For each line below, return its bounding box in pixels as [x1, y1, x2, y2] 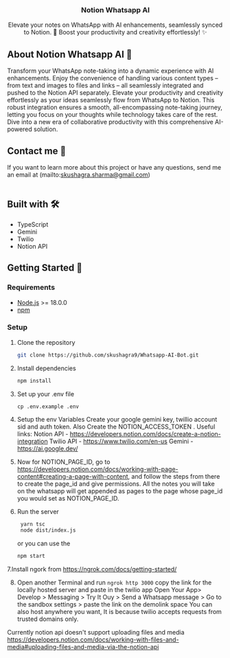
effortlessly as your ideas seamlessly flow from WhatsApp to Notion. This [7, 96, 215, 104]
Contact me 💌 [7, 145, 67, 157]
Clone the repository [16, 338, 76, 346]
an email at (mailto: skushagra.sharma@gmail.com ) [7, 170, 151, 179]
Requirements [7, 283, 56, 293]
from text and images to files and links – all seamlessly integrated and [7, 81, 204, 90]
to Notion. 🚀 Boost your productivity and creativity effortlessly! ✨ [23, 28, 207, 36]
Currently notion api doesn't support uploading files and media [7, 628, 185, 637]
